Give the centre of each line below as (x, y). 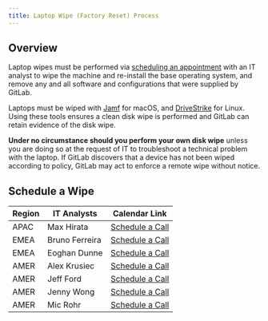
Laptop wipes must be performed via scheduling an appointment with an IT (132, 67)
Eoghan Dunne (75, 253)
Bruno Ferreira (74, 240)
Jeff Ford (64, 279)
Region (26, 214)
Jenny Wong (71, 292)
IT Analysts (75, 214)
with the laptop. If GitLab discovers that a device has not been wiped (121, 157)
